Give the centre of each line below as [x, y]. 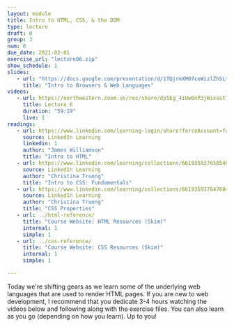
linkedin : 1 [40, 144]
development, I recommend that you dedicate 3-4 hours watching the [107, 301]
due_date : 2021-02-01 [39, 53]
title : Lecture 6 [48, 105]
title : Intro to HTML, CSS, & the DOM [63, 20]
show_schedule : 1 [32, 66]
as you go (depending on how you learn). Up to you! [82, 316]
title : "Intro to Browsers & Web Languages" [88, 85]
